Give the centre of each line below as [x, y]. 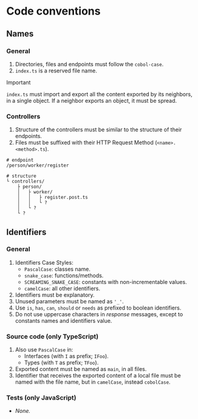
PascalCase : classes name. [57, 269]
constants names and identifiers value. [63, 320]
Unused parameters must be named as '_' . [70, 301]
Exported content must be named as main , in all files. [81, 369]
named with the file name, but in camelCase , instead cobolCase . [93, 382]
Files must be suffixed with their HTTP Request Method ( [86, 143]
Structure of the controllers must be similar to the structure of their [98, 130]
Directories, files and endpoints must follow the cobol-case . [89, 64]
